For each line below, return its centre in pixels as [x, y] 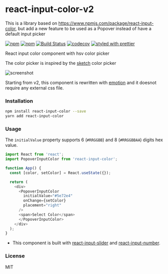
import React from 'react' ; [35, 154]
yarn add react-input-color [35, 116]
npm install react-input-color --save [46, 112]
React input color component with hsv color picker [57, 53]
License [15, 256]
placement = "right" [42, 205]
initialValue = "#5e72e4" [48, 196]
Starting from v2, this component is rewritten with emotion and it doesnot [81, 82]
